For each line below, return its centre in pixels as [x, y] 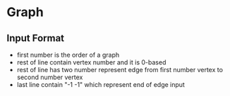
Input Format [36, 38]
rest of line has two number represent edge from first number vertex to [120, 70]
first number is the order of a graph [68, 55]
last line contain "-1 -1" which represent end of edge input [101, 84]
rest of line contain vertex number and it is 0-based [91, 62]
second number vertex [50, 77]
